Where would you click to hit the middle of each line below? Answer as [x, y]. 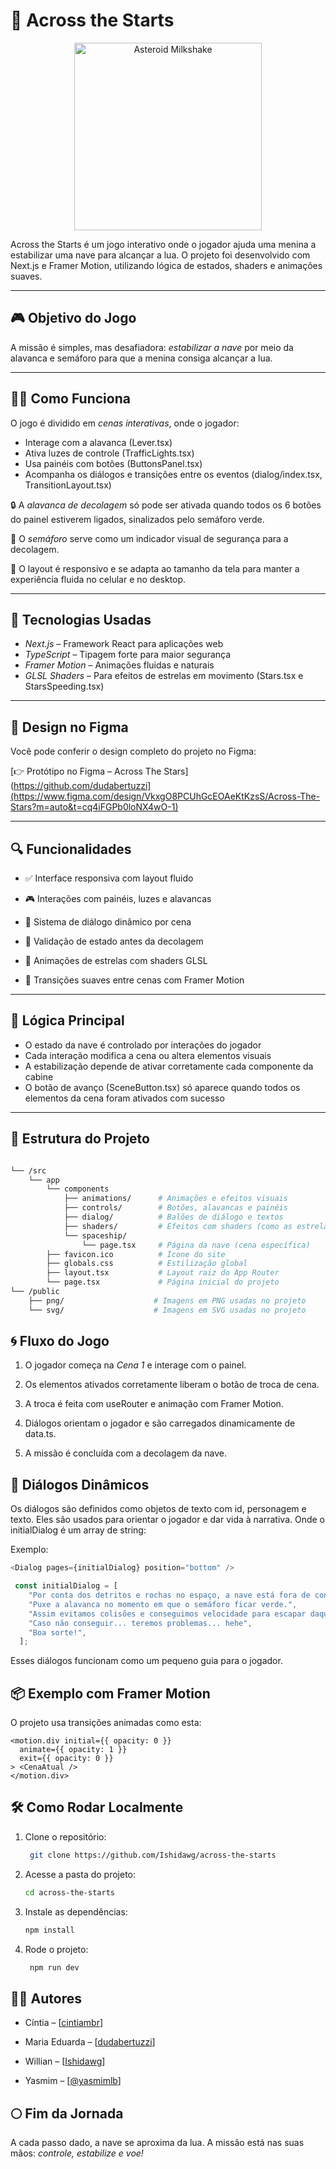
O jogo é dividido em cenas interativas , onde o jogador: [125, 423]
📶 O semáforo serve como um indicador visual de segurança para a [149, 538]
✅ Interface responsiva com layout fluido [109, 878]
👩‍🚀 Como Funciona [70, 399]
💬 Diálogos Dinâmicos [80, 1484]
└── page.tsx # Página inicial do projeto [163, 1282]
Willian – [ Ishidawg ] [65, 2061]
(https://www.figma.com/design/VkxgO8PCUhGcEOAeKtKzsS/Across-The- [165, 796]
